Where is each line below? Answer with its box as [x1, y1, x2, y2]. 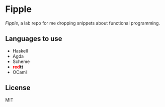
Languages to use [5, 34, 62, 43]
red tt [12, 63, 24, 69]
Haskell [12, 47, 28, 53]
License [5, 83, 31, 92]
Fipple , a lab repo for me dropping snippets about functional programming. [5, 20, 160, 26]
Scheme [12, 58, 30, 64]
